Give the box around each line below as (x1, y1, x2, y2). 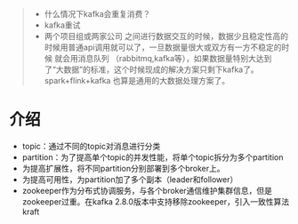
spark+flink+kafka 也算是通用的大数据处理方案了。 (44, 76, 230, 85)
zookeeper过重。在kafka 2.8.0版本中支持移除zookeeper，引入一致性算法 (21, 196, 290, 207)
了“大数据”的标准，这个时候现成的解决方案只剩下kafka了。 (44, 64, 260, 75)
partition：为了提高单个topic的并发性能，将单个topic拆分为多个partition (21, 151, 284, 163)
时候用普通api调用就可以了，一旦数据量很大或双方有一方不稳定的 (44, 42, 282, 52)
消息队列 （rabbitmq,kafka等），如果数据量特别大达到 (77, 53, 272, 63)
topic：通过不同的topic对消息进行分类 (21, 140, 161, 151)
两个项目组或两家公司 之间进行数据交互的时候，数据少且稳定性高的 (44, 31, 289, 41)
